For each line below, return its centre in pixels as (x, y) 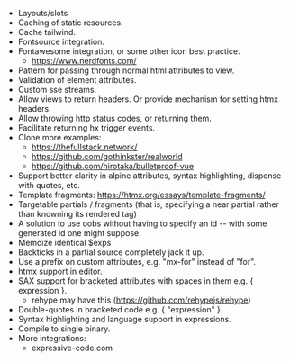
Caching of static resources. (70, 23)
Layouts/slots (43, 13)
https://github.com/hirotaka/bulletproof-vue (113, 166)
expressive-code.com (72, 348)
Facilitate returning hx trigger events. (86, 128)
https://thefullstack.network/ (84, 147)
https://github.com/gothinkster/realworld (107, 156)
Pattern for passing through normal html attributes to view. (126, 70)
